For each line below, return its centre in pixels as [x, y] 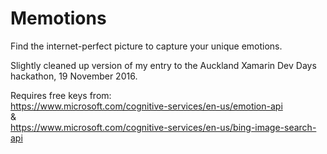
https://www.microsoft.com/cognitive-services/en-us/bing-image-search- [163, 127]
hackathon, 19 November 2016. [74, 76]
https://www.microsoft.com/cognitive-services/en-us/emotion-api [146, 106]
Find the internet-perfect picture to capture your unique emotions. [146, 46]
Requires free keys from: [61, 95]
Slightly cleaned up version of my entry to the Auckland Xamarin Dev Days [163, 65]
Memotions [58, 18]
